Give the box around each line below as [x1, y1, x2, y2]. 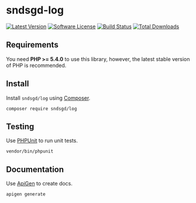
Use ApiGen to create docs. [6, 180, 73, 187]
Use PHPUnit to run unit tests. [6, 137, 78, 144]
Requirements [6, 40, 59, 50]
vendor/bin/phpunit [6, 148, 54, 154]
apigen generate [6, 191, 46, 197]
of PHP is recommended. [6, 62, 67, 69]
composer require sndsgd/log [6, 106, 77, 111]
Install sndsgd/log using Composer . [6, 94, 91, 101]
